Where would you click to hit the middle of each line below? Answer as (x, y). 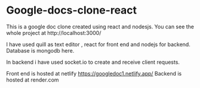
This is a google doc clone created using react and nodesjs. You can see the (100, 27)
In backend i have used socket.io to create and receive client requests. (93, 62)
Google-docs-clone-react (72, 10)
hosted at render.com (33, 80)
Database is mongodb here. (40, 50)
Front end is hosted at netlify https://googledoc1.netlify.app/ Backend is (94, 73)
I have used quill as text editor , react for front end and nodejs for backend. (99, 44)
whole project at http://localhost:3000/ (54, 32)
